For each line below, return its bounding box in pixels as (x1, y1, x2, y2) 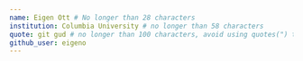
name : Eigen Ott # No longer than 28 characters (9, 13, 196, 22)
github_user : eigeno (9, 38, 87, 48)
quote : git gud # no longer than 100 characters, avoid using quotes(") (9, 30, 289, 39)
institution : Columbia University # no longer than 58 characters (9, 22, 264, 30)
